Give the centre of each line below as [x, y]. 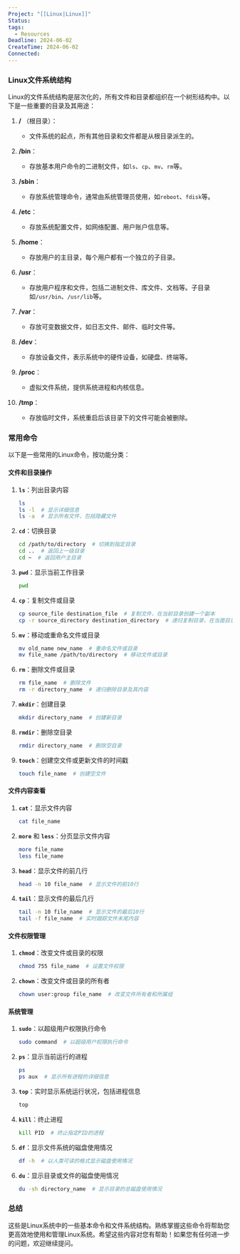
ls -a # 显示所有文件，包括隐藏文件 [67, 516]
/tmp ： [29, 403]
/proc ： [30, 372]
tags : [16, 27]
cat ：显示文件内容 [45, 808]
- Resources [32, 34]
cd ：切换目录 [37, 531]
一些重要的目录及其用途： [58, 106]
